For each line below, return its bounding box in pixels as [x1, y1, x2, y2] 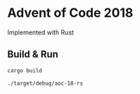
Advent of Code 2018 [7, 5, 134, 21]
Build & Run [7, 48, 58, 60]
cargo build [7, 67, 42, 74]
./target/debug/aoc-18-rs [7, 79, 83, 87]
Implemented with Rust [7, 28, 74, 36]
